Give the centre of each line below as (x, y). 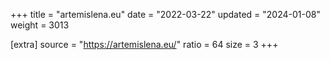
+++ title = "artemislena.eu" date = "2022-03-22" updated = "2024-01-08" (165, 14)
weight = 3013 (40, 25)
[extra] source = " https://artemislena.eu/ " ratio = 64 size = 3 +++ (144, 44)
